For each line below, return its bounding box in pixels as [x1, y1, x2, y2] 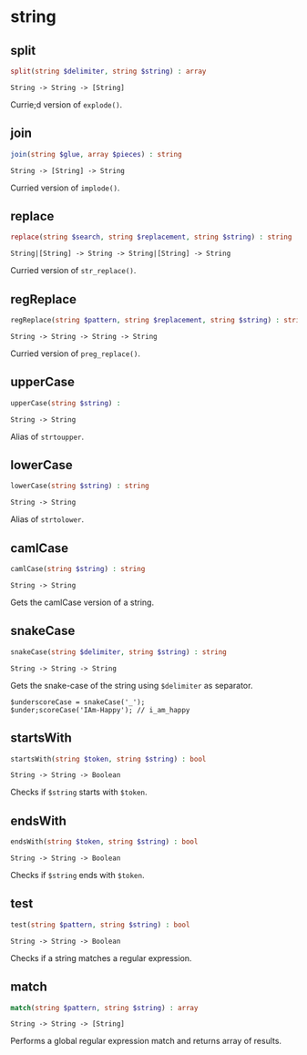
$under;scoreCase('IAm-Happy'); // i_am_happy [10, 705, 190, 714]
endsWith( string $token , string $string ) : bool [10, 837, 199, 846]
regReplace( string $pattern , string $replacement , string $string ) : [10, 316, 281, 325]
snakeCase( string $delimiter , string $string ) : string [10, 647, 227, 657]
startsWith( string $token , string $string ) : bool [10, 754, 207, 763]
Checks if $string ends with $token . [10, 870, 145, 881]
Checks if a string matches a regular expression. [10, 952, 192, 963]
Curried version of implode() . [10, 182, 120, 193]
